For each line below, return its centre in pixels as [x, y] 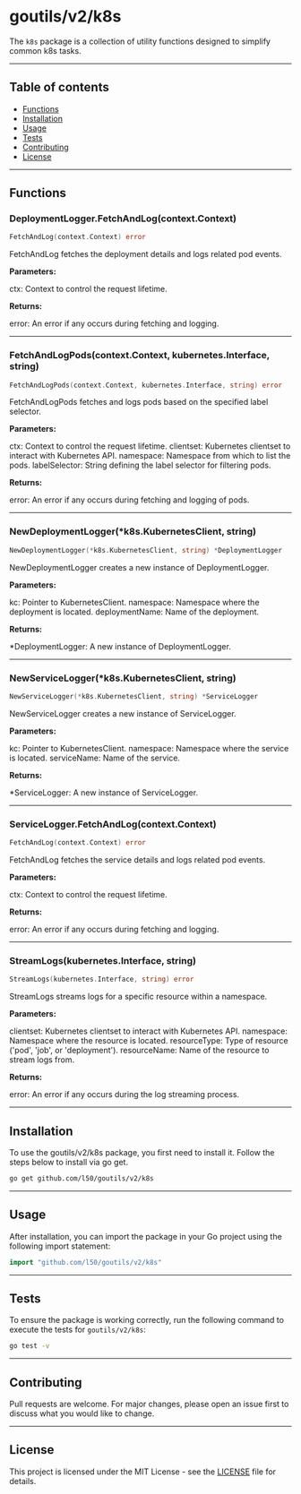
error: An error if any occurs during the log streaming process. [125, 1095]
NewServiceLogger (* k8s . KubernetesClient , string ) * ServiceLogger [133, 696]
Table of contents [59, 87]
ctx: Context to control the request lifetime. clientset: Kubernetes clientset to [150, 446]
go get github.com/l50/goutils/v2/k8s [82, 1178]
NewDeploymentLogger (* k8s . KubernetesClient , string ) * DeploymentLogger [146, 550]
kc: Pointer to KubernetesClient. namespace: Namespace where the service [149, 748]
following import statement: [60, 1246]
